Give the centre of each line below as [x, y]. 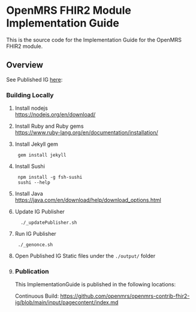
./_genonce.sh [35, 245]
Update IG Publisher [40, 212]
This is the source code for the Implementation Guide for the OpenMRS [94, 40]
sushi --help [34, 183]
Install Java [29, 194]
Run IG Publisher [36, 234]
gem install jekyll [42, 155]
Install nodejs [31, 108]
